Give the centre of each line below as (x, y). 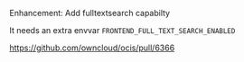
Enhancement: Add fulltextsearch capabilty (89, 13)
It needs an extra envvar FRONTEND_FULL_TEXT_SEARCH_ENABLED (122, 30)
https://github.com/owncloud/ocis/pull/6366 (92, 48)
